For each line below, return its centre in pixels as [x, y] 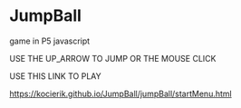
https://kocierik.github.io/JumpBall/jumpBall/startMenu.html [121, 93]
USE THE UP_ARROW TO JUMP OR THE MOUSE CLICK [113, 58]
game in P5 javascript [50, 41]
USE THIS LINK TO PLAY [55, 76]
